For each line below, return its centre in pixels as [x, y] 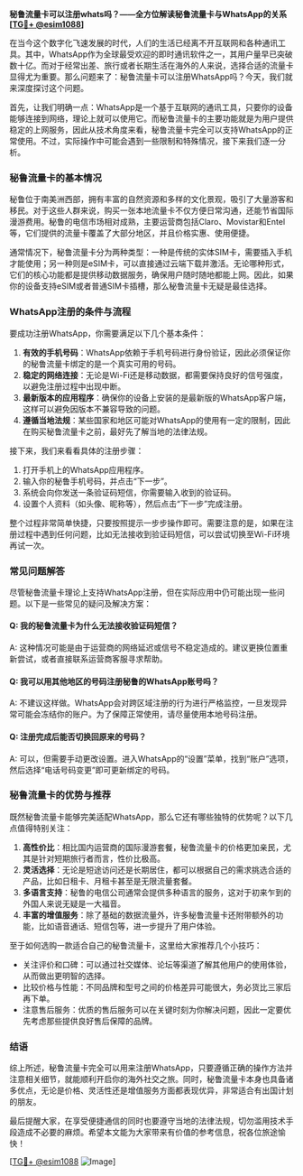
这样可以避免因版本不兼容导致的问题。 [93, 409]
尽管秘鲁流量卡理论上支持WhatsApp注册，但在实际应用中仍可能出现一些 [143, 592]
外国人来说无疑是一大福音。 [74, 903]
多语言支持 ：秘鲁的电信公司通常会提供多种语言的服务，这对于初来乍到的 [156, 892]
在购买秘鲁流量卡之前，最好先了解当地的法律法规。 [117, 431]
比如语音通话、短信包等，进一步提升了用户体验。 [129, 926]
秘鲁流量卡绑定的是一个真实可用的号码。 [106, 364]
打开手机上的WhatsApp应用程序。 [85, 469]
